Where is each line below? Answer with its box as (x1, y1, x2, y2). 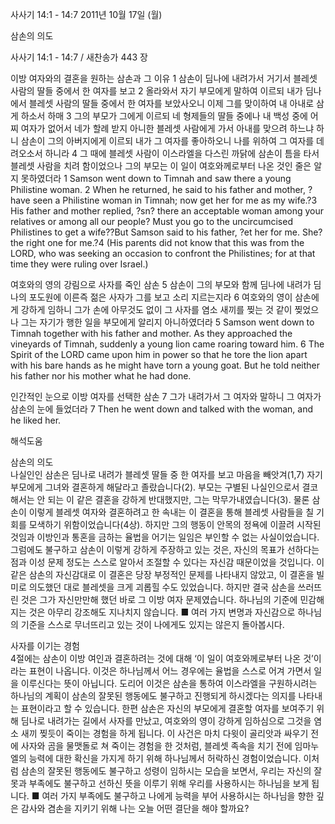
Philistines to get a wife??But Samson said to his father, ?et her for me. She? (10, 226, 323, 238)
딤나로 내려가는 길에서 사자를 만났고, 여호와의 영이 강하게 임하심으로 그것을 (20, 715, 312, 727)
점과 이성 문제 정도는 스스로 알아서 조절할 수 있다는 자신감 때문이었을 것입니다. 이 (10, 556, 325, 568)
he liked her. (10, 414, 62, 426)
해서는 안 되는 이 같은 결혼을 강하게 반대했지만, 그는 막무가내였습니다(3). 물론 (10, 494, 310, 505)
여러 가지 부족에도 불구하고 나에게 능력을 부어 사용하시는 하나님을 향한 (41, 790, 315, 802)
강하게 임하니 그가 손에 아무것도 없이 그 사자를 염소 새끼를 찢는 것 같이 (20, 304, 293, 315)
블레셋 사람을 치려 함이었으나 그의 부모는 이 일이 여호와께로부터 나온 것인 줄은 (10, 160, 312, 172)
